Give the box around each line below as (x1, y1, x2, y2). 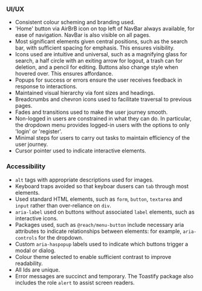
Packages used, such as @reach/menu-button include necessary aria (15, 221, 184, 228)
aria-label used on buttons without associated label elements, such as (15, 208, 195, 215)
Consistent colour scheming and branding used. (15, 19, 135, 26)
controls (15, 235, 37, 241)
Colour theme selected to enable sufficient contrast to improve (15, 253, 171, 260)
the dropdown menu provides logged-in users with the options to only (15, 122, 190, 129)
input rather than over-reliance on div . (15, 201, 112, 209)
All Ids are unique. (15, 266, 60, 273)
